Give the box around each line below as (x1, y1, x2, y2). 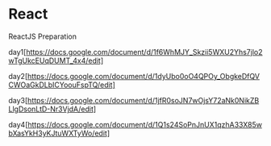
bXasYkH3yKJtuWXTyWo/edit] (8, 128, 110, 138)
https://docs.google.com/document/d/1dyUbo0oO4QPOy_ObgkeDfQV (27, 71, 261, 81)
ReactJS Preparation (8, 31, 77, 41)
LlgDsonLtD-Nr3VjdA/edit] (8, 104, 97, 114)
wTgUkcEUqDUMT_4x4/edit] (8, 56, 104, 65)
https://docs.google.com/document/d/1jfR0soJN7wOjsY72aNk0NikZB (27, 95, 260, 105)
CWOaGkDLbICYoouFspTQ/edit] (8, 80, 115, 90)
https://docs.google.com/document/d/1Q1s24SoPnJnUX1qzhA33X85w (27, 119, 262, 129)
